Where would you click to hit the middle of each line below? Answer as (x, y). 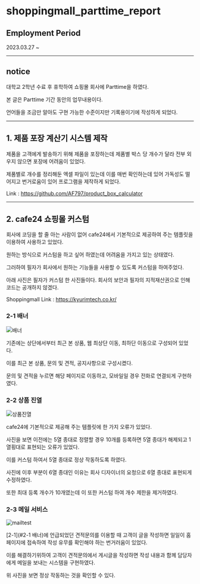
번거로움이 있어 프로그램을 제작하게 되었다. (71, 181)
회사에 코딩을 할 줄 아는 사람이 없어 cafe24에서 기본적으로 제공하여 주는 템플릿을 (100, 234)
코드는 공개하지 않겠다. (32, 288)
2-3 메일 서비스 (27, 509)
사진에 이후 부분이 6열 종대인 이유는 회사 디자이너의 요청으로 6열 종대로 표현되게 (99, 472)
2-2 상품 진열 (24, 400)
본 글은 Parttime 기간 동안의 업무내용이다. (54, 99)
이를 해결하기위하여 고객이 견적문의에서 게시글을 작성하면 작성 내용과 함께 (91, 555)
